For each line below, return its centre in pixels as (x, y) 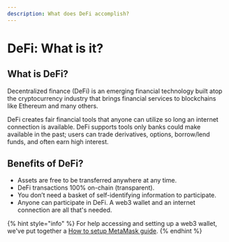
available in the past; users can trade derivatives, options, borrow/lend (109, 134)
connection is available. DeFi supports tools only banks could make (104, 127)
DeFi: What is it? (55, 48)
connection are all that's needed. (65, 210)
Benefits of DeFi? (45, 164)
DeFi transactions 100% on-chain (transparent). (86, 188)
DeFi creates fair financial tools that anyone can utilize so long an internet (113, 119)
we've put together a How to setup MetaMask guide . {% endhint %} (105, 231)
